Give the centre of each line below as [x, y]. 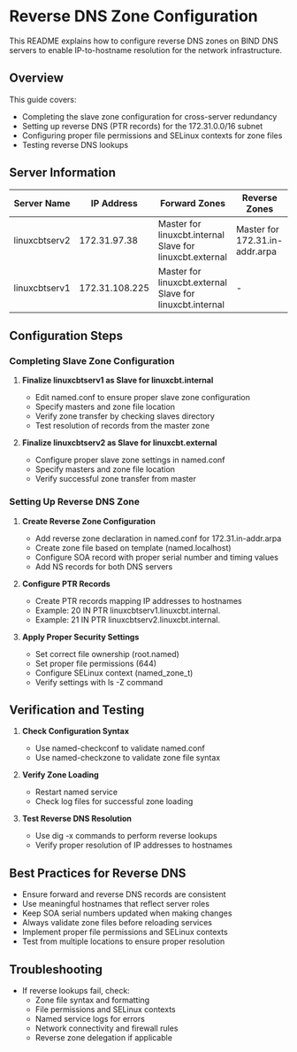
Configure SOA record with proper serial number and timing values [156, 557]
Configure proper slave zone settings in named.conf [130, 460]
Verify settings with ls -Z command [99, 682]
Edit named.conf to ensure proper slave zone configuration [142, 398]
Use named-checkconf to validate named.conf [120, 748]
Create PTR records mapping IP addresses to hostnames [138, 600]
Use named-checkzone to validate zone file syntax [128, 758]
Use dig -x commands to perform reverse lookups [126, 836]
